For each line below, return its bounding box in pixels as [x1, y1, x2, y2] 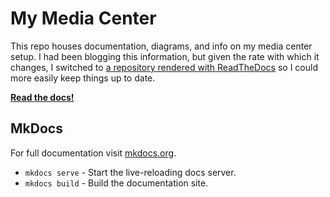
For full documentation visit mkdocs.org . [10, 147, 177, 159]
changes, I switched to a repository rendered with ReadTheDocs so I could [10, 61, 318, 73]
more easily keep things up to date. [10, 72, 156, 84]
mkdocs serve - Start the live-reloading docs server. [24, 166, 237, 178]
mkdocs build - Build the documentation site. [24, 177, 209, 189]
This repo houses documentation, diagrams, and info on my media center [10, 40, 313, 52]
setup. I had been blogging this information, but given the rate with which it [10, 50, 320, 62]
